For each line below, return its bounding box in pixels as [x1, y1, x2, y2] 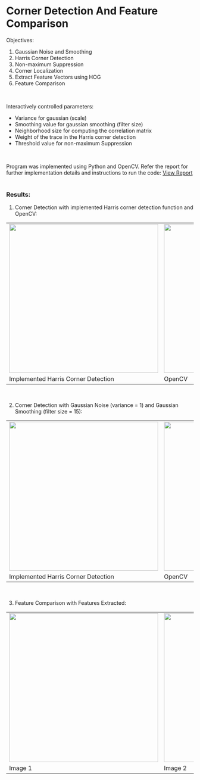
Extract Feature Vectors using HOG [14, 73, 101, 80]
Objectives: [6, 36, 34, 43]
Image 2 [164, 764, 187, 772]
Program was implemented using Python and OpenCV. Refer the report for [6, 163, 189, 170]
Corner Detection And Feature [6, 4, 158, 18]
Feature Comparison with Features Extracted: [14, 599, 127, 607]
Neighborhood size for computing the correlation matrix [14, 127, 152, 134]
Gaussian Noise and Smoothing [14, 48, 92, 55]
